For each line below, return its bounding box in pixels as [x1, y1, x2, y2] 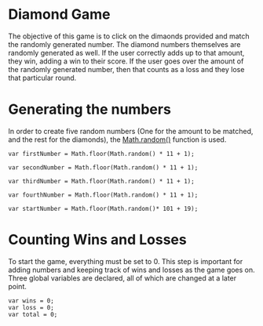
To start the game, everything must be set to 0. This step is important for [8, 256, 243, 266]
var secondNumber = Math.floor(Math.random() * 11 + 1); [8, 163, 199, 172]
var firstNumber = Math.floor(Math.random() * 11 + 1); [8, 150, 195, 158]
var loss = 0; [8, 303, 55, 311]
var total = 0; [8, 310, 58, 318]
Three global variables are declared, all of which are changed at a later [8, 273, 237, 283]
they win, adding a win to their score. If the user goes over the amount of [8, 56, 244, 66]
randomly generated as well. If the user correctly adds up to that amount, [8, 48, 245, 57]
